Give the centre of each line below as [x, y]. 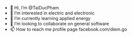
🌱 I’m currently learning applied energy [50, 18]
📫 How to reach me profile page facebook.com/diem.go [68, 29]
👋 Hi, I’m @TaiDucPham [34, 8]
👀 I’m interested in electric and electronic [52, 13]
